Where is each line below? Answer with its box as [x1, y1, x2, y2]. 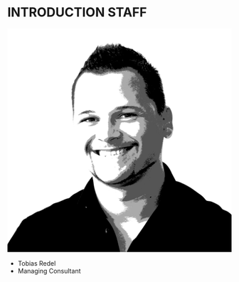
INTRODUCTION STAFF [7, 4, 147, 21]
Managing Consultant [17, 266, 81, 275]
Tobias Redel [17, 259, 56, 267]
